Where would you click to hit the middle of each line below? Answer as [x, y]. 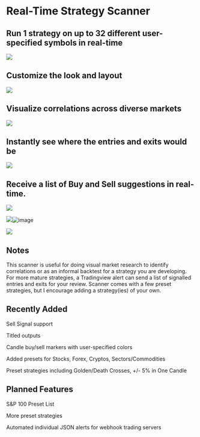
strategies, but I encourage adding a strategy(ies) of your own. [84, 291]
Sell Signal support [29, 324]
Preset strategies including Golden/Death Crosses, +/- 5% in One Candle [97, 370]
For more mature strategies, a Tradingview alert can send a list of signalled [98, 277]
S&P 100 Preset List [30, 404]
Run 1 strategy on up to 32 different [74, 33]
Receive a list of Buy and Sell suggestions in [90, 184]
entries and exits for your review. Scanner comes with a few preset [89, 284]
